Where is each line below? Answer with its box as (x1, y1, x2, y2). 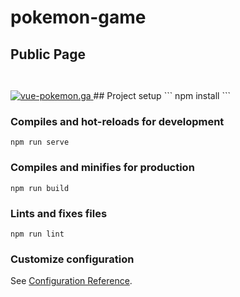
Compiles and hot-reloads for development (10, 114, 225, 128)
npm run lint (10, 229, 65, 239)
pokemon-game (10, 6, 147, 29)
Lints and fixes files (10, 206, 108, 220)
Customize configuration (10, 252, 135, 266)
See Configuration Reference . (10, 275, 133, 287)
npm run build (10, 183, 70, 193)
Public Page (10, 46, 86, 63)
